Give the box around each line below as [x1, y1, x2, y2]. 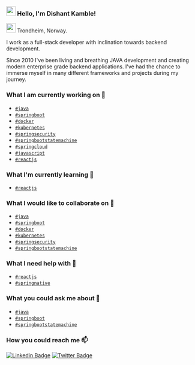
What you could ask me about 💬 [6, 294, 100, 303]
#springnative [14, 280, 50, 286]
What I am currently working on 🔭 [6, 91, 106, 99]
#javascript [14, 150, 45, 156]
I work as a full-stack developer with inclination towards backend [6, 39, 167, 46]
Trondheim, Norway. [17, 27, 68, 34]
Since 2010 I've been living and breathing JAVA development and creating [6, 57, 189, 64]
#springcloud [14, 144, 48, 150]
